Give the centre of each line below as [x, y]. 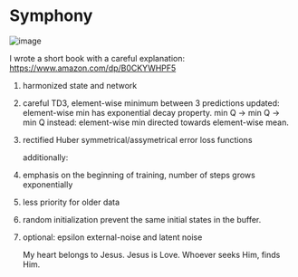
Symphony [51, 16]
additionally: [45, 157]
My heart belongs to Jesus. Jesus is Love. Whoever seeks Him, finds [151, 254]
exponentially [48, 184]
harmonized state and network [80, 85]
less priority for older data [71, 202]
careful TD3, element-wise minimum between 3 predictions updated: [151, 103]
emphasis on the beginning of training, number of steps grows [139, 175]
